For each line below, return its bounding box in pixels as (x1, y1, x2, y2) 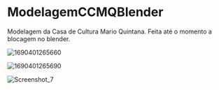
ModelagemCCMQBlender (7, 4, 164, 20)
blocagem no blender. (7, 34, 71, 43)
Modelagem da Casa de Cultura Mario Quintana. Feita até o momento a (7, 27, 212, 36)
